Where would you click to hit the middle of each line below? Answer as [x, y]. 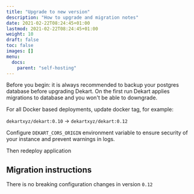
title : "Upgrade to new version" [48, 12]
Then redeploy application [39, 151]
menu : [13, 57]
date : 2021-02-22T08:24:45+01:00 [48, 23]
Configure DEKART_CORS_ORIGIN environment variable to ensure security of [97, 133]
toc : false [20, 46]
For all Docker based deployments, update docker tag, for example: [90, 110]
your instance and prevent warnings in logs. [61, 139]
